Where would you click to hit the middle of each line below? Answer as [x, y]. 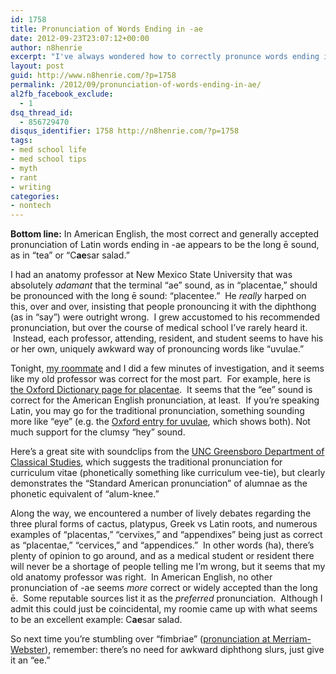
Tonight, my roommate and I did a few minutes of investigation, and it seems [167, 368]
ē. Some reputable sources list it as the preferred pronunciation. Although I [166, 598]
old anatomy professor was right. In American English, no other [141, 577]
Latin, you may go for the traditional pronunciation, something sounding [157, 411]
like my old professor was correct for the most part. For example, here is [160, 379]
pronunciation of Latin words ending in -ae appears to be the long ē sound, [165, 245]
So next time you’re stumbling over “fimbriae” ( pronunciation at [140, 639]
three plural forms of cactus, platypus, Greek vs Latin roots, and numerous [164, 524]
